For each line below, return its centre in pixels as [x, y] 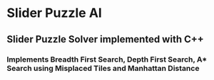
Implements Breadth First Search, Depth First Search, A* [107, 59]
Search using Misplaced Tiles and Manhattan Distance [103, 68]
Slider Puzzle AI [55, 13]
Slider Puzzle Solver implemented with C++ [105, 39]
